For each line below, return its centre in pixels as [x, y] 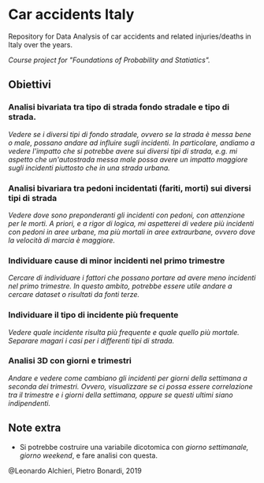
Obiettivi [30, 85]
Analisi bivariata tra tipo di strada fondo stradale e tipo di [119, 107]
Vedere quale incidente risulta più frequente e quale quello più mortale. [124, 332]
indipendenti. [30, 403]
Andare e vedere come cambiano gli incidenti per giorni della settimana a [128, 378]
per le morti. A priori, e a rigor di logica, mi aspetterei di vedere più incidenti [131, 223]
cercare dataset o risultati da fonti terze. [74, 295]
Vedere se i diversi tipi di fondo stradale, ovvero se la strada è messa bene [130, 134]
